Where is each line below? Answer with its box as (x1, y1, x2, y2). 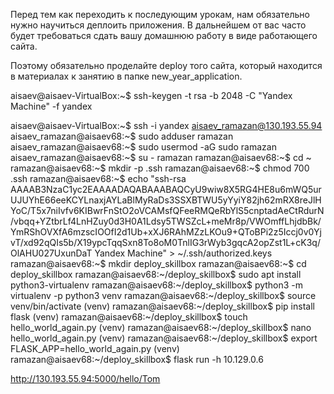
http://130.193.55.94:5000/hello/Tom (10, 373, 161, 384)
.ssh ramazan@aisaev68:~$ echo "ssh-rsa (10, 173, 187, 184)
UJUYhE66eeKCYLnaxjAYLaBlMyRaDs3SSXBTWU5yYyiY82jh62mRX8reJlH (10, 194, 322, 206)
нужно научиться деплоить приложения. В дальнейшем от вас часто (10, 19, 307, 31)
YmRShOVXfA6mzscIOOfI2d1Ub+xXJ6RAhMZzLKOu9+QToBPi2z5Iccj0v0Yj (10, 226, 322, 238)
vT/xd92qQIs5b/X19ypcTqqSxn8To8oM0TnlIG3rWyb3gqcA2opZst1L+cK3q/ (10, 237, 321, 248)
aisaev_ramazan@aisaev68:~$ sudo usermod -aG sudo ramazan (10, 141, 277, 153)
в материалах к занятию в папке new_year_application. (10, 70, 243, 82)
